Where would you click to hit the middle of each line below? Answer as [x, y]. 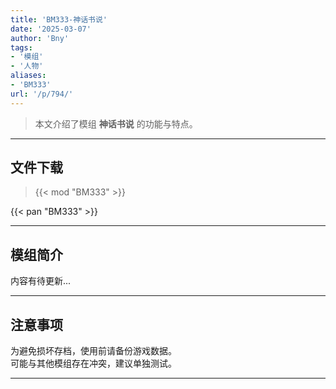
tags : [21, 47]
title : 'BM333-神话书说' [59, 19]
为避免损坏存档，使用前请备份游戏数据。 [93, 351]
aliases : [28, 76]
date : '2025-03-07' [51, 29]
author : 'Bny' [40, 38]
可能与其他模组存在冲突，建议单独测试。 [93, 363]
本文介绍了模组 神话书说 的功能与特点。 [116, 123]
